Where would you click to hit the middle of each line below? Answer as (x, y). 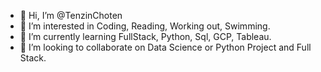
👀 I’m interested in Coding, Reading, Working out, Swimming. (145, 26)
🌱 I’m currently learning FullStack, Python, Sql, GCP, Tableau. (145, 36)
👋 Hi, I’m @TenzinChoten (71, 15)
